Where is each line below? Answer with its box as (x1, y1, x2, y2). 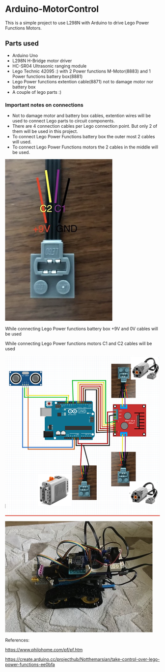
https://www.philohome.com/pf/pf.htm (5, 646, 83, 652)
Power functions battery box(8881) (12, 73, 83, 79)
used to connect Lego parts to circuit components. (12, 118, 115, 124)
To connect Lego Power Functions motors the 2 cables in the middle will (12, 144, 159, 150)
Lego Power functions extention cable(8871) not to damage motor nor (12, 78, 154, 84)
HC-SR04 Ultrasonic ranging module (12, 63, 87, 69)
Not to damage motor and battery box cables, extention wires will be (12, 112, 151, 119)
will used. (12, 139, 32, 145)
